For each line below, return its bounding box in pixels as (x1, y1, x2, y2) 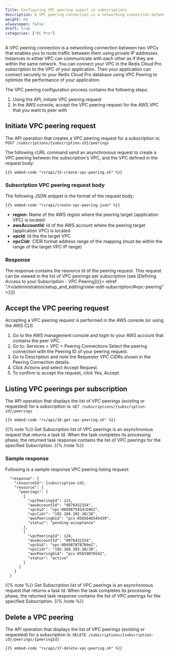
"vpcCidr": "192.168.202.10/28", (27, 512, 98, 517)
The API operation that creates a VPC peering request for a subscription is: (5, 135, 160, 141)
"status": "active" (27, 556, 69, 561)
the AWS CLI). (5, 322, 34, 329)
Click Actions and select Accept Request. (12, 364, 99, 371)
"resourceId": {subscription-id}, (14, 480, 87, 486)
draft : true (5, 26, 30, 31)
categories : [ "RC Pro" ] (5, 31, 55, 36)
